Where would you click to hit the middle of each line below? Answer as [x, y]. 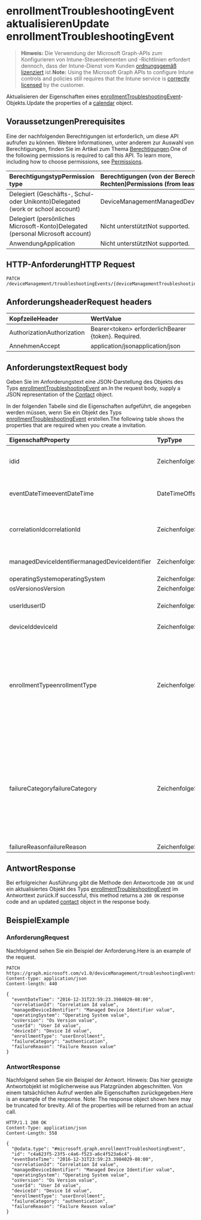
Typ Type [170, 440]
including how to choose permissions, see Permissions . [75, 161]
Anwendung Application [42, 243]
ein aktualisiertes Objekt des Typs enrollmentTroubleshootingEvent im [92, 889]
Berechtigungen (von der [137, 176]
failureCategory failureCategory [53, 789]
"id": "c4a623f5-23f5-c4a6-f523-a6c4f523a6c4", [72, 1154]
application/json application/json [135, 346]
